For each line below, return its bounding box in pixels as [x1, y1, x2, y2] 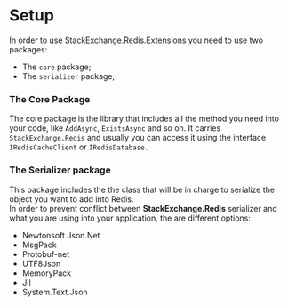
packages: [9, 44, 48, 54]
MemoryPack [21, 268, 72, 278]
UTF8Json [21, 258, 61, 269]
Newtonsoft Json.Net [21, 229, 100, 240]
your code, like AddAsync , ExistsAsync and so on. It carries [9, 123, 221, 133]
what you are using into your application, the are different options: [9, 213, 251, 223]
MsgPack [21, 239, 57, 250]
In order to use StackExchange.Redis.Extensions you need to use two [9, 35, 264, 45]
